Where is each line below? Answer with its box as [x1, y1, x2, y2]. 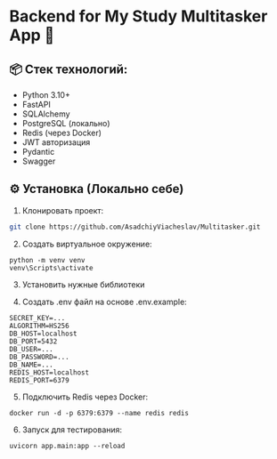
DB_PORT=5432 [9, 336, 58, 346]
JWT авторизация [21, 137, 91, 148]
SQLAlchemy [21, 109, 70, 119]
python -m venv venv [9, 255, 86, 264]
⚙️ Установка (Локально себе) [9, 181, 184, 197]
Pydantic [21, 147, 55, 157]
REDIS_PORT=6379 [9, 375, 69, 384]
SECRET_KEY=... [9, 313, 66, 322]
